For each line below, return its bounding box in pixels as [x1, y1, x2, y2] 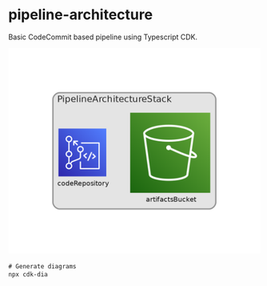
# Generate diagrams [8, 263, 78, 271]
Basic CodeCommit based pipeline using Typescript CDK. [8, 32, 198, 42]
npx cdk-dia [8, 271, 48, 279]
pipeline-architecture [8, 6, 153, 24]
